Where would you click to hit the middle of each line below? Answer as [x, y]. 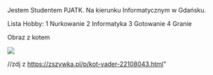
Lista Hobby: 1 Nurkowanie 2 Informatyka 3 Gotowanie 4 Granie [100, 23]
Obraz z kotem [29, 37]
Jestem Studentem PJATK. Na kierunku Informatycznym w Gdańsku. [107, 10]
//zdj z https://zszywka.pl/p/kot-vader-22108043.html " [87, 64]
